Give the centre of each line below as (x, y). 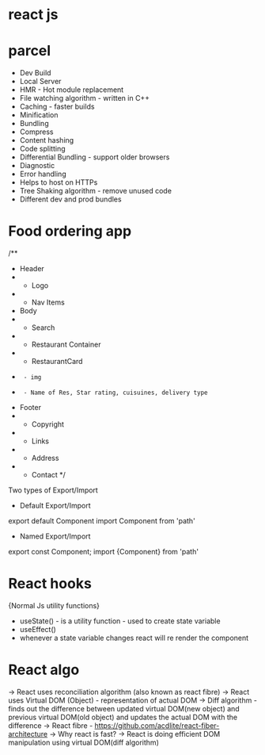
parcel (30, 51)
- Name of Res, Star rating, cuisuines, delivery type (115, 393)
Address (45, 458)
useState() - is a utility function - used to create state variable (120, 621)
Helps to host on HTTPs (59, 182)
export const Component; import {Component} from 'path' (104, 552)
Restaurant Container (66, 345)
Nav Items (48, 302)
